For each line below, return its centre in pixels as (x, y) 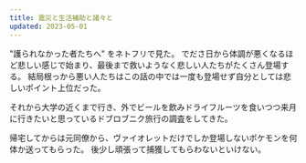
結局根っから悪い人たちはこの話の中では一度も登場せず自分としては (155, 76)
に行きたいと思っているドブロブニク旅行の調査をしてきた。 (121, 118)
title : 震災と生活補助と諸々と (61, 18)
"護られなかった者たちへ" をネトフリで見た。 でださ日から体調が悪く (139, 53)
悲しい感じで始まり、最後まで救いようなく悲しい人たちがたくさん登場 (149, 65)
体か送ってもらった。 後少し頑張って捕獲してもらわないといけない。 (138, 149)
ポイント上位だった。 (65, 87)
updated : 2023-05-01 (49, 26)
